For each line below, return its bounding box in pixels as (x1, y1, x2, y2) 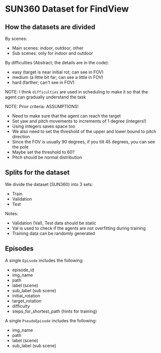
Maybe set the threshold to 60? (12, 149, 75, 155)
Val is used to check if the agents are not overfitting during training (12, 225, 146, 231)
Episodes (5, 244, 34, 253)
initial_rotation (12, 293, 40, 298)
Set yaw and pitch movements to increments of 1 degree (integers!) (12, 118, 147, 124)
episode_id (12, 267, 34, 273)
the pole (12, 144, 29, 149)
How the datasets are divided (5, 23, 96, 31)
